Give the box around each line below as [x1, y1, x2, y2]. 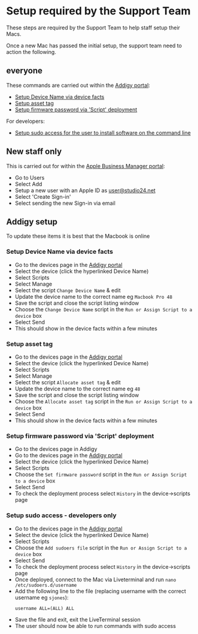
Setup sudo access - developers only [6, 511, 117, 520]
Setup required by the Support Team [6, 4, 191, 18]
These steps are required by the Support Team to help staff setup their [6, 24, 181, 31]
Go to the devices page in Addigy [14, 445, 98, 453]
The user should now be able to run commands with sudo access [14, 622, 176, 629]
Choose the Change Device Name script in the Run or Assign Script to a [14, 305, 193, 313]
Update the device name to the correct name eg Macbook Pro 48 [14, 293, 172, 300]
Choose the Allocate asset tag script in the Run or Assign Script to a [14, 398, 193, 405]
